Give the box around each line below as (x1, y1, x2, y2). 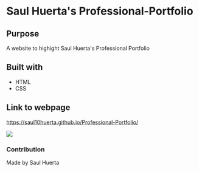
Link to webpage (6, 102, 71, 113)
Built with (6, 62, 43, 72)
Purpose (6, 29, 40, 39)
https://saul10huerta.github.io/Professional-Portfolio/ (6, 119, 139, 126)
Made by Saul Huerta (6, 159, 60, 166)
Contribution (6, 145, 45, 153)
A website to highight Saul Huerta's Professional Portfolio (6, 44, 150, 52)
